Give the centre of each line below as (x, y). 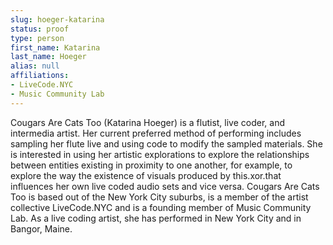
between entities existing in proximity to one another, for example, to (151, 165)
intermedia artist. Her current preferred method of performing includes (156, 133)
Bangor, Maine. (41, 228)
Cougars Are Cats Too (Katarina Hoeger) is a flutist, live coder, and (147, 122)
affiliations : (40, 76)
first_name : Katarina (55, 47)
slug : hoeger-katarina (57, 19)
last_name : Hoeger (48, 57)
